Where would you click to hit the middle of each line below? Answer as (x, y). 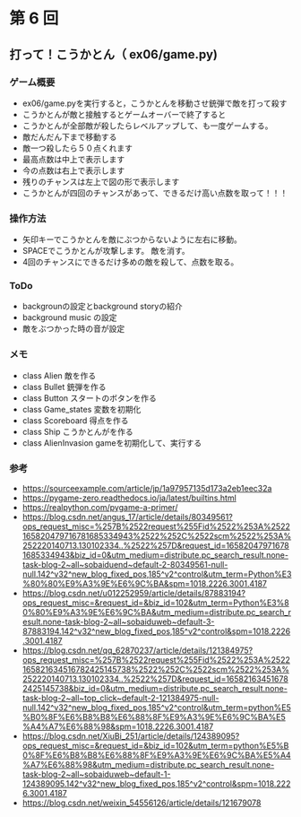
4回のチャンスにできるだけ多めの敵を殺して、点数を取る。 (130, 262)
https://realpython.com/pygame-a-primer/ (100, 508)
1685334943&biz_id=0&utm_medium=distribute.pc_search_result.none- (155, 555)
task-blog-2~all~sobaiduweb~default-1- (96, 774)
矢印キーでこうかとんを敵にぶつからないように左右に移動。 (132, 239)
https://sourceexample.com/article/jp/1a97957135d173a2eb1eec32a (147, 489)
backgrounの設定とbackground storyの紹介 (102, 307)
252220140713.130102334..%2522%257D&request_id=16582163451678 (155, 679)
